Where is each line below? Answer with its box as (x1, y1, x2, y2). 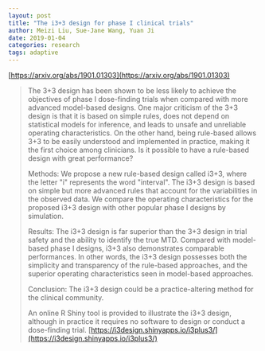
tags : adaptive (8, 49, 59, 57)
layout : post (8, 11, 52, 20)
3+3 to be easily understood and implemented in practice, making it (27, 137, 251, 146)
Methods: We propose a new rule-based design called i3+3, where (27, 169, 247, 178)
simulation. (27, 212, 64, 220)
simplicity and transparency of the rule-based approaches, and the (27, 260, 248, 270)
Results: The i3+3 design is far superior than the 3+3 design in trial (27, 227, 247, 236)
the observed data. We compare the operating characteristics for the (27, 194, 254, 204)
